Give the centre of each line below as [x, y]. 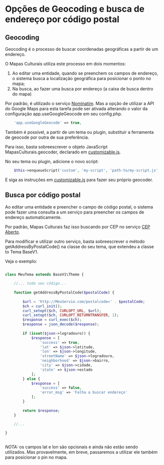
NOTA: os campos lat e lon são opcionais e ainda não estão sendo [72, 447]
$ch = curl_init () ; [42, 306]
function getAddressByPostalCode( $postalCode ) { [64, 293]
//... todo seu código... [40, 284]
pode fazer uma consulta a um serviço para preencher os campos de [75, 212]
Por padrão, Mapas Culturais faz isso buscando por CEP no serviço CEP [78, 227]
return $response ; [41, 411]
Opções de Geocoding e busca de [75, 9]
